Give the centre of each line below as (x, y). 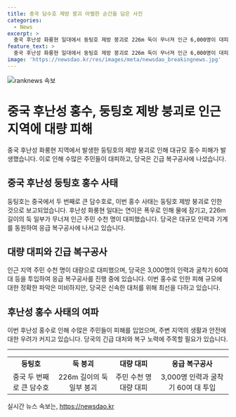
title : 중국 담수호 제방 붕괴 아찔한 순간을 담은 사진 (75, 14)
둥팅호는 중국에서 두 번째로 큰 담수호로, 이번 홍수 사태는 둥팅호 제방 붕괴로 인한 (115, 201)
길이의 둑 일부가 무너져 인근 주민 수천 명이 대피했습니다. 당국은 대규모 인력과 (111, 219)
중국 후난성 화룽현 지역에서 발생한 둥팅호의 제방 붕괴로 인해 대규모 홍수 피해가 (113, 150)
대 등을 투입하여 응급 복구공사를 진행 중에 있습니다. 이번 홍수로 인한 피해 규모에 (115, 279)
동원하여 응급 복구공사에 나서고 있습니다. (70, 227)
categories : (25, 20)
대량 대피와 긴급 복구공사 (57, 251)
